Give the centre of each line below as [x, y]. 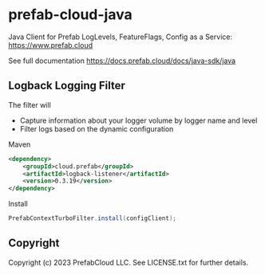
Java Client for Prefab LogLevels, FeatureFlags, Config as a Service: [121, 37]
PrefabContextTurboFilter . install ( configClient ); [93, 218]
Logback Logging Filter [67, 86]
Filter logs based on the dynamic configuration [97, 128]
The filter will [30, 104]
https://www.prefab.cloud [51, 45]
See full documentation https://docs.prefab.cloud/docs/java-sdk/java [122, 61]
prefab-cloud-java [71, 15]
